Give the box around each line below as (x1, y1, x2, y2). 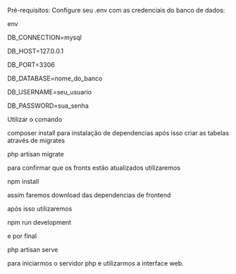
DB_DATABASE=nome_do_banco (7, 74, 103, 82)
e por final (7, 232, 37, 240)
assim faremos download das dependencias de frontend (7, 191, 171, 199)
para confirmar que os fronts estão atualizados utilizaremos (7, 163, 181, 172)
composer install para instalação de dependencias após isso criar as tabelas (7, 129, 230, 137)
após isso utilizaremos (7, 204, 73, 213)
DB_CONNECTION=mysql (7, 33, 82, 42)
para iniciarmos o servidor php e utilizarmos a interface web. (7, 259, 185, 267)
